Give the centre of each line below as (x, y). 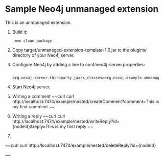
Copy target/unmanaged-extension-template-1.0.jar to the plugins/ (79, 50)
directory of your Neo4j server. (43, 55)
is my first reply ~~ (74, 126)
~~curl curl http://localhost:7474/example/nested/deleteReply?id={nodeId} (81, 145)
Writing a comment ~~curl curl (43, 96)
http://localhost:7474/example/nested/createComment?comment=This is (85, 101)
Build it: (20, 32)
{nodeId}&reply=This (33, 126)
